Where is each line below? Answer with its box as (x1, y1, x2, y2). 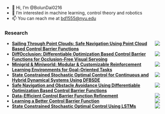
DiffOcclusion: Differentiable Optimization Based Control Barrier (11, 51, 146, 57)
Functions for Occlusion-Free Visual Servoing (11, 57, 108, 62)
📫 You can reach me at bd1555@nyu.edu (11, 15, 97, 21)
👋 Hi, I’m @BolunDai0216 (11, 5, 63, 10)
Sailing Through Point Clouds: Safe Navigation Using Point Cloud (11, 41, 147, 47)
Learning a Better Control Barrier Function (11, 98, 99, 104)
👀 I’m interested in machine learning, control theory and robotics (11, 10, 142, 16)
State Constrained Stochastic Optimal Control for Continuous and (11, 72, 149, 78)
